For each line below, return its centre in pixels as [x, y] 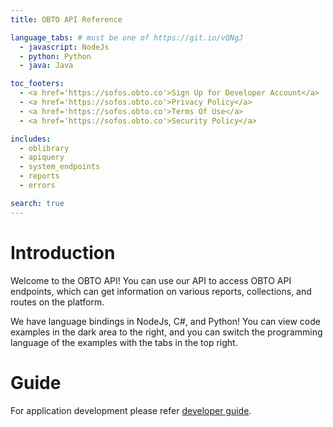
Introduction [63, 252]
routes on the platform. [57, 302]
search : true [37, 203]
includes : [31, 139]
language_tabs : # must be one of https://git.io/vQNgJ [127, 37]
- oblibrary [44, 148]
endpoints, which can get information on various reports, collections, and [161, 291]
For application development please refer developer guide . [131, 410]
